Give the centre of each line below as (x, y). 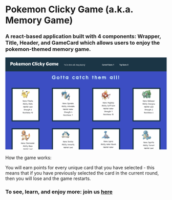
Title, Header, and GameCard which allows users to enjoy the (83, 43)
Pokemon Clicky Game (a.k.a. (69, 9)
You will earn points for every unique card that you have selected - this (80, 167)
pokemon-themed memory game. (48, 49)
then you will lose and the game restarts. (48, 178)
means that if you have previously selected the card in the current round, (82, 173)
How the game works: (28, 157)
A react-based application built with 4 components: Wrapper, (83, 36)
